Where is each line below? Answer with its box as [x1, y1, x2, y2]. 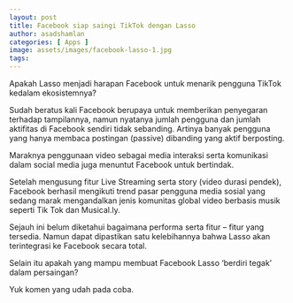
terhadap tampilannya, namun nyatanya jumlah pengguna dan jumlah [9, 114, 261, 125]
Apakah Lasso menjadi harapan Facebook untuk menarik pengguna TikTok [9, 79, 281, 88]
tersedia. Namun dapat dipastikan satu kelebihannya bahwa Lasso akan [9, 231, 271, 241]
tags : [9, 54, 29, 63]
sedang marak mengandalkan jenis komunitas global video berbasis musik [9, 195, 281, 206]
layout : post [9, 12, 58, 22]
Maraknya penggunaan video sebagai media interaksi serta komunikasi [9, 150, 268, 160]
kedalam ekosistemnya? [9, 87, 97, 98]
